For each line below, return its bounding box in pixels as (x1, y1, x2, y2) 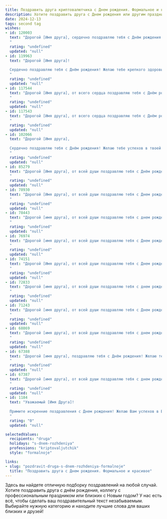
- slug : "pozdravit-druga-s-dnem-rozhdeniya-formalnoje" (5, 464, 126, 469)
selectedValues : (5, 432, 39, 437)
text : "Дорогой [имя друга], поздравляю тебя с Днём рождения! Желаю (9, 354, 157, 359)
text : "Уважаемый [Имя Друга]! (9, 400, 75, 405)
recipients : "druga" (9, 437, 52, 442)
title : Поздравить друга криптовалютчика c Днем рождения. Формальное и (5, 7, 159, 12)
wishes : (5, 26, 21, 31)
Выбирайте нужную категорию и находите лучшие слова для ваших (5, 503, 150, 509)
